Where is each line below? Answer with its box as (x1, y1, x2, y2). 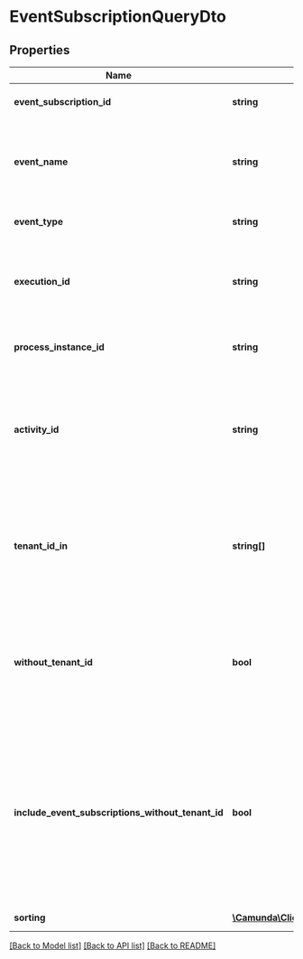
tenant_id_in (14, 540, 69, 552)
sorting (14, 911, 46, 924)
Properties (9, 42, 70, 58)
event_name (14, 155, 69, 168)
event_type (14, 215, 63, 228)
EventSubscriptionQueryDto (9, 6, 227, 27)
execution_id (14, 276, 70, 287)
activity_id (14, 423, 60, 436)
